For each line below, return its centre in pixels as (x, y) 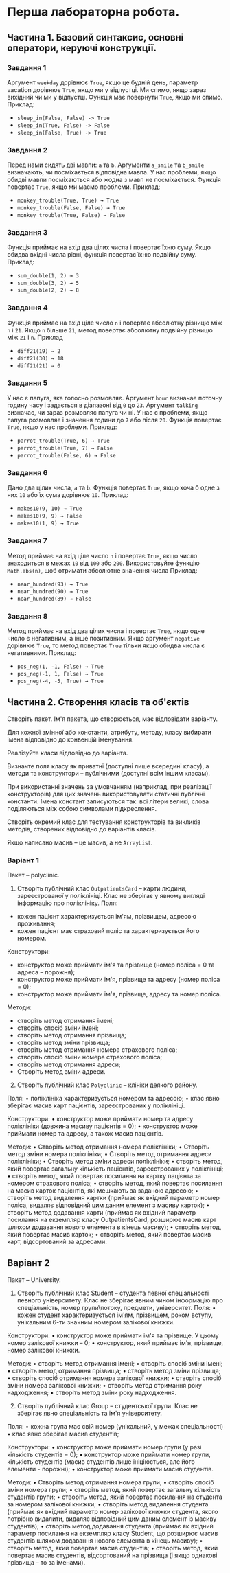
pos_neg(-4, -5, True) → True (60, 681)
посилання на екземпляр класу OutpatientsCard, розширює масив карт (112, 1220)
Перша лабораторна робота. (93, 12)
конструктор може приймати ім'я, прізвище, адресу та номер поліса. (119, 994)
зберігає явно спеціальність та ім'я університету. (90, 1413)
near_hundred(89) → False (54, 599)
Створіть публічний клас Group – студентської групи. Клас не (107, 1405)
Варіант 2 (28, 1263)
